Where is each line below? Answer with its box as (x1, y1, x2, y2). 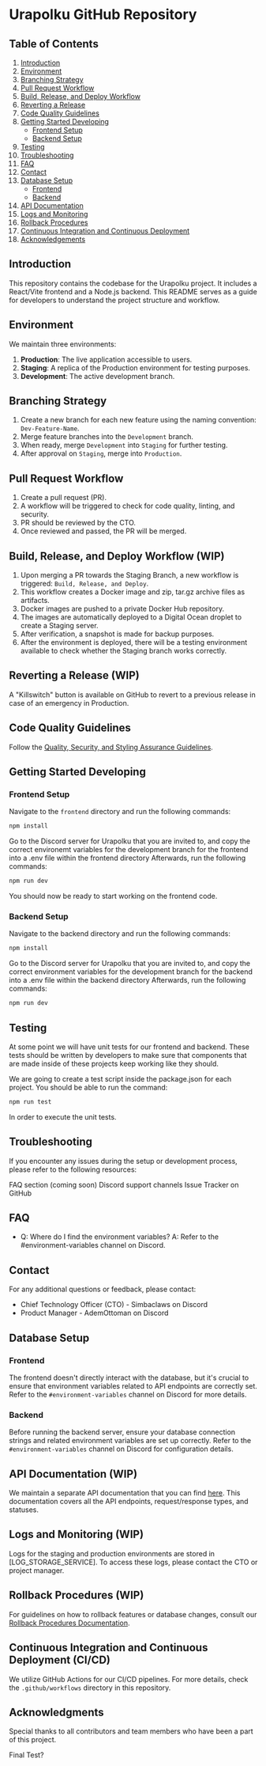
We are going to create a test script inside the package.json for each (9, 1074, 232, 1083)
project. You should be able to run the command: (9, 1082, 168, 1092)
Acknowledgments (9, 1705, 105, 1719)
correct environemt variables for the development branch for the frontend (9, 845, 249, 855)
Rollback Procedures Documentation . (9, 1618, 130, 1628)
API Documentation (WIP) (9, 1467, 137, 1480)
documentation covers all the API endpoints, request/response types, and (9, 1497, 249, 1506)
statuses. (9, 1505, 39, 1514)
